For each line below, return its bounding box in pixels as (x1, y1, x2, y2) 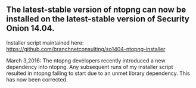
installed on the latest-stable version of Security (6, 14, 189, 24)
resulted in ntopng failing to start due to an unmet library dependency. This (6, 70, 190, 77)
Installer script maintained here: (6, 39, 84, 46)
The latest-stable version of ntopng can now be (6, 5, 186, 15)
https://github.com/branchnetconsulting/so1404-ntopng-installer (6, 45, 166, 52)
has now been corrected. (6, 76, 68, 83)
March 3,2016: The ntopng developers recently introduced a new (6, 56, 166, 64)
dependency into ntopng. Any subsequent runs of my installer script (6, 63, 173, 70)
